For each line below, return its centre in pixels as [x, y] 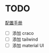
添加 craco [23, 33]
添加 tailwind [25, 39]
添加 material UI [28, 46]
